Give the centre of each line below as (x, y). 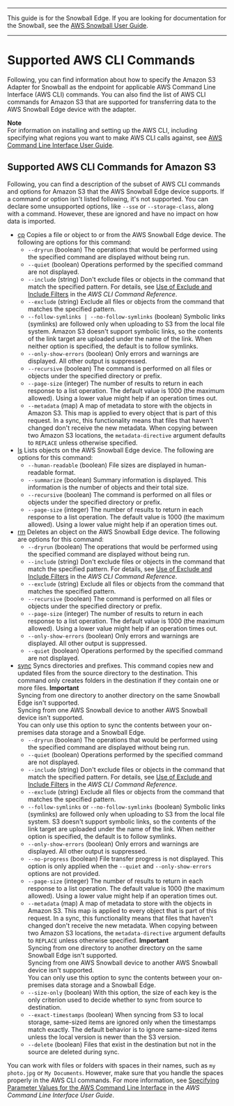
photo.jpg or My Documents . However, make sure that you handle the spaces (116, 1072)
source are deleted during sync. (73, 1051)
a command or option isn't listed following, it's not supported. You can (108, 199)
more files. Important (48, 688)
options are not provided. (64, 873)
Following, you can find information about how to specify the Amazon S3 (111, 79)
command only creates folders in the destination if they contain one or (118, 680)
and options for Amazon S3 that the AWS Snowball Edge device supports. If (116, 191)
